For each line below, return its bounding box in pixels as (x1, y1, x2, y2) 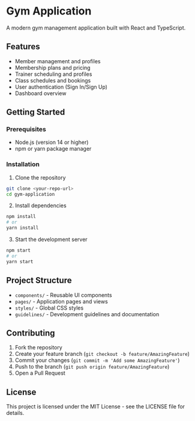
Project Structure (6, 275, 72, 285)
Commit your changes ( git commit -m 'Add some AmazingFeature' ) (14, 357, 180, 364)
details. (6, 410, 25, 417)
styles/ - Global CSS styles (14, 304, 84, 311)
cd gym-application (6, 191, 55, 197)
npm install (6, 214, 36, 220)
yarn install (6, 225, 39, 231)
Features (6, 42, 40, 52)
